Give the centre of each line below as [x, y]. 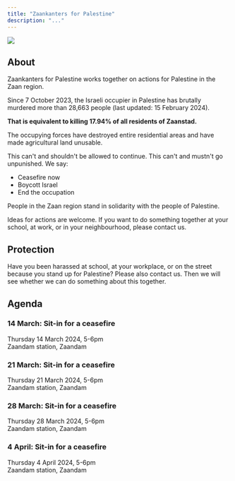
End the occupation [46, 193]
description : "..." [36, 20]
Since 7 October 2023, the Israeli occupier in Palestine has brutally [104, 100]
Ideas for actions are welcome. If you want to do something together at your [118, 220]
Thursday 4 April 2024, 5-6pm [52, 462]
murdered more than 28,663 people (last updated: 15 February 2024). [109, 108]
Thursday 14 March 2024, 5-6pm [55, 339]
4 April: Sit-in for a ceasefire [57, 447]
